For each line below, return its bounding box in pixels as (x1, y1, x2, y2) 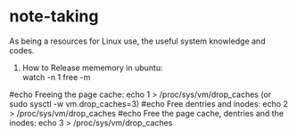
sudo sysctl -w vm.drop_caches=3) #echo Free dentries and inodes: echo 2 (9, 98, 288, 109)
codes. (9, 44, 35, 55)
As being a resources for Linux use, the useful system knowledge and (9, 36, 266, 46)
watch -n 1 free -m (21, 71, 91, 82)
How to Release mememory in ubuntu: (21, 62, 163, 73)
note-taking (9, 6, 99, 27)
